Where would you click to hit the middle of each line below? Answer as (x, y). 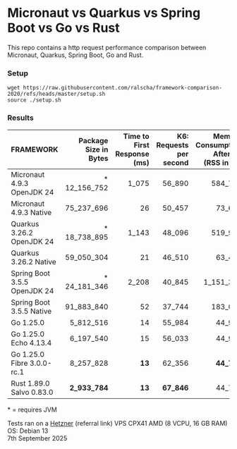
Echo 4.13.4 (31, 343)
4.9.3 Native (31, 212)
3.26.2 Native (34, 262)
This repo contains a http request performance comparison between (107, 47)
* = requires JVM (32, 410)
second (176, 162)
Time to (136, 136)
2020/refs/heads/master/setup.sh (56, 94)
